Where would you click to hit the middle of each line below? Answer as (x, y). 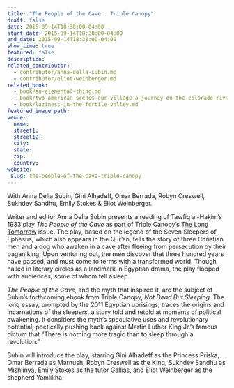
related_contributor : (39, 66)
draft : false (26, 20)
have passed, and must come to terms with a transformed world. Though (112, 261)
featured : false (31, 53)
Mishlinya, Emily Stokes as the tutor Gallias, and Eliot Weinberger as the (110, 370)
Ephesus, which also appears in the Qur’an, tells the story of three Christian (116, 239)
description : (26, 59)
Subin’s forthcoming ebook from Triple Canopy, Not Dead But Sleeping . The (116, 297)
